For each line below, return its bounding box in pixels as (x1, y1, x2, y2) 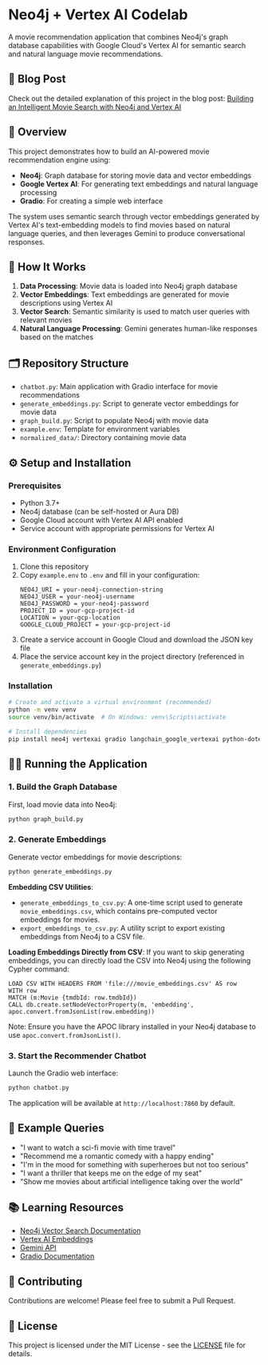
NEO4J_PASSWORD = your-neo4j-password (19, 600, 149, 608)
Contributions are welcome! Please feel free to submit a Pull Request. (8, 1296, 236, 1306)
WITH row (8, 987, 37, 995)
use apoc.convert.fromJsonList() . (8, 1030, 121, 1039)
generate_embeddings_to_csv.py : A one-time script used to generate (19, 898, 243, 907)
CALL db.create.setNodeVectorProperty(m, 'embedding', (8, 1000, 195, 1009)
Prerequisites (8, 480, 61, 491)
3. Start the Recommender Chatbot (8, 1050, 147, 1061)
